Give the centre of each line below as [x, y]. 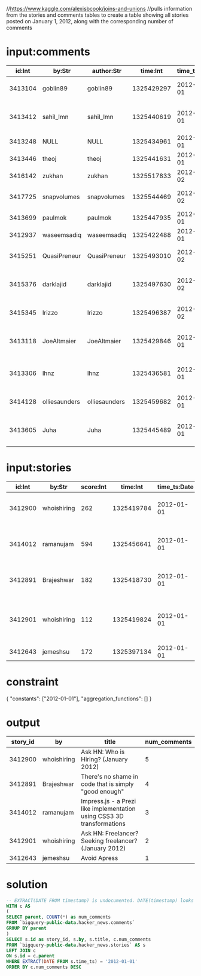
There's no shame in [109, 776]
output [23, 722]
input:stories [39, 468]
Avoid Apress [99, 858]
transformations [103, 823]
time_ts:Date [175, 487]
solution [27, 884]
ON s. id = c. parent [31, 956]
